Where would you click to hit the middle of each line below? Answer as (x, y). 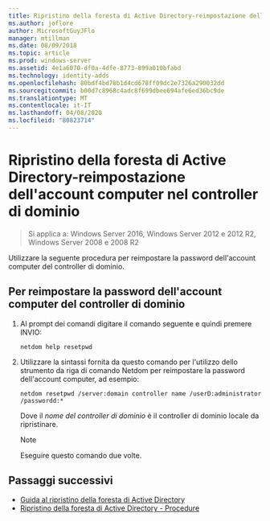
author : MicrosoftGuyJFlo (51, 31)
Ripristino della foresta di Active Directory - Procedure (110, 508)
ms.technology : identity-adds (59, 76)
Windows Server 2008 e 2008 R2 (83, 242)
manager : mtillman (39, 38)
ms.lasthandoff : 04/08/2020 (55, 113)
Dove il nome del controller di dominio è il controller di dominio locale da (139, 416)
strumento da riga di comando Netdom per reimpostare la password (132, 370)
